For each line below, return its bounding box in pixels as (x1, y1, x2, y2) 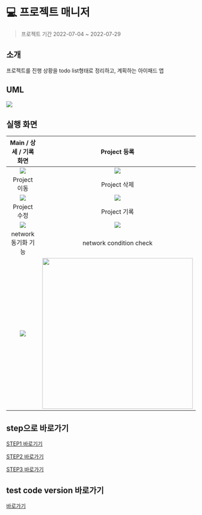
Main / (10, 139, 29, 147)
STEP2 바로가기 (6, 453, 44, 460)
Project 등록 (100, 148, 135, 156)
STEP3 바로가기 (6, 466, 44, 473)
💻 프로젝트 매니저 (6, 5, 90, 19)
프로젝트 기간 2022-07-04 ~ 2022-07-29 (20, 30, 121, 37)
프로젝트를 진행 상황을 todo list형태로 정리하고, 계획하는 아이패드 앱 (6, 67, 164, 74)
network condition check (82, 239, 153, 247)
